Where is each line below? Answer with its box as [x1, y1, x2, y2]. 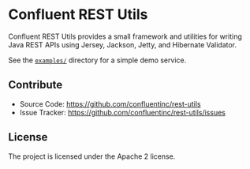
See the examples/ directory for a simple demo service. [8, 55, 187, 65]
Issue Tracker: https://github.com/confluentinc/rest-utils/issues [19, 107, 226, 117]
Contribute [8, 78, 63, 92]
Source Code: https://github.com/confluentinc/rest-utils [19, 99, 201, 108]
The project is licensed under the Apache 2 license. [8, 152, 176, 161]
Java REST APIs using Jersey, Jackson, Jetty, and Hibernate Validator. [8, 39, 237, 49]
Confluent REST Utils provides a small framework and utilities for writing [8, 32, 242, 41]
